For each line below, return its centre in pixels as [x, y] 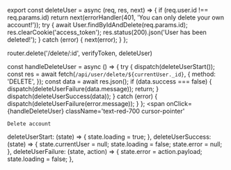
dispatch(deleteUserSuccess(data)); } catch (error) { [82, 96]
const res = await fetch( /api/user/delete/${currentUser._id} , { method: [111, 74]
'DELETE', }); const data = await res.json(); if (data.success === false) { [110, 82]
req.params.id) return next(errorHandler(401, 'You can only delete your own [116, 17]
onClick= [179, 103]
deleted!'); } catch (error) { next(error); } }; [68, 40]
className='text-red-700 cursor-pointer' [125, 111]
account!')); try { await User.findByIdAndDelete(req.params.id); [97, 25]
